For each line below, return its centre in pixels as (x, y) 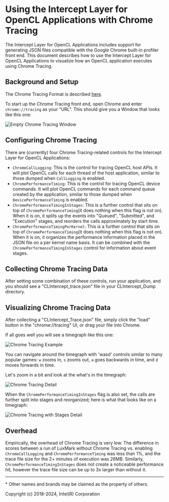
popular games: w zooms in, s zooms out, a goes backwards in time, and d (82, 360)
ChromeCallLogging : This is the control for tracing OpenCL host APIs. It (85, 167)
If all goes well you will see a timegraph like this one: (60, 335)
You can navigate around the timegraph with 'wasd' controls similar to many (84, 354)
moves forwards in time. (30, 365)
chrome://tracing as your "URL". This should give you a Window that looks (82, 109)
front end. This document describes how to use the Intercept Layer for (78, 55)
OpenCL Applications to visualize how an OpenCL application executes (79, 60)
